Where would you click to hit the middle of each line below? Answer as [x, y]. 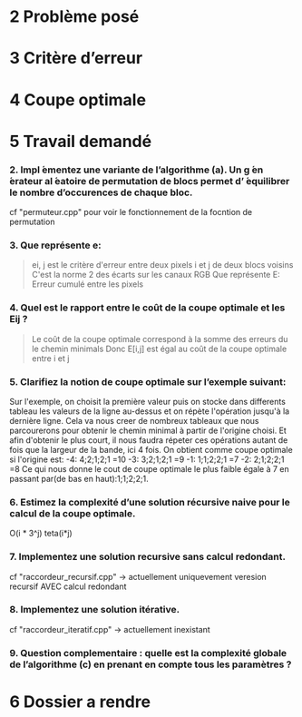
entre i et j [50, 358]
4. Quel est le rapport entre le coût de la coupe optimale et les [147, 308]
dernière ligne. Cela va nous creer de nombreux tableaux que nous [134, 420]
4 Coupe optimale [78, 99]
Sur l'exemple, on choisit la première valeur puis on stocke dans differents [147, 401]
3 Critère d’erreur [76, 59]
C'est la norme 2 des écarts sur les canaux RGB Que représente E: [156, 275]
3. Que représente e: [55, 245]
